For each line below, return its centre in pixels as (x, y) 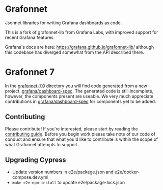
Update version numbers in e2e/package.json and (63, 172)
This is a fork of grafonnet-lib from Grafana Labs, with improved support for (81, 32)
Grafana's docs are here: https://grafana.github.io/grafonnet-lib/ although (80, 47)
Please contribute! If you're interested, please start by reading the (72, 128)
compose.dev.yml (30, 177)
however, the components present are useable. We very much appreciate (79, 96)
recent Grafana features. (30, 37)
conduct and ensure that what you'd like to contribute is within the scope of (81, 139)
